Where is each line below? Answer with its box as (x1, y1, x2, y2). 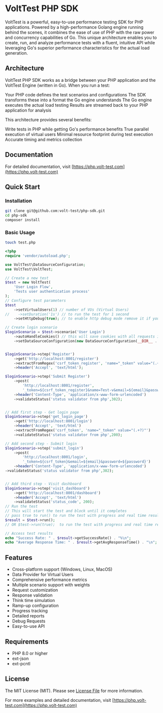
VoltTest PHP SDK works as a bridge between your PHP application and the (5, 77, 156, 83)
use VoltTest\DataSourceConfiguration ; (5, 262, 86, 267)
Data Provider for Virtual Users (12, 572, 74, 578)
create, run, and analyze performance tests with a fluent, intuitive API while (5, 39, 155, 45)
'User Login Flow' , (14, 284, 53, 290)
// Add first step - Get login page (5, 410, 79, 414)
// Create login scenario (5, 325, 57, 330)
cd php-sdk (5, 213, 27, 218)
